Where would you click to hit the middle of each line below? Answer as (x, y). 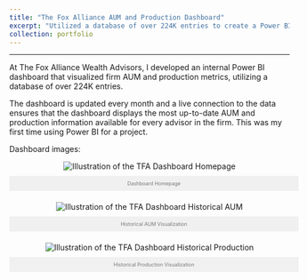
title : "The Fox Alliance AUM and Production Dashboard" (117, 17)
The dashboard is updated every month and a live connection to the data (143, 104)
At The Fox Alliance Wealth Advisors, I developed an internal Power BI (137, 68)
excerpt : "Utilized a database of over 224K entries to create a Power (145, 26)
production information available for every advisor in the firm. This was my (145, 123)
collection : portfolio (51, 34)
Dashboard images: (45, 149)
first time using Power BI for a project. (79, 132)
